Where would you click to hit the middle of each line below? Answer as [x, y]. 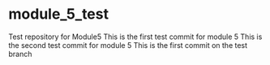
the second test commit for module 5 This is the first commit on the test [128, 45]
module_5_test [59, 14]
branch [20, 54]
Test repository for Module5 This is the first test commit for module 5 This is [135, 37]
